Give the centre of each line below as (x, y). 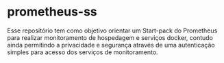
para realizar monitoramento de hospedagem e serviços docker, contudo (110, 37)
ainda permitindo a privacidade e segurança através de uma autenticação (111, 45)
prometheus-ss (52, 12)
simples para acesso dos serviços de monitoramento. (83, 52)
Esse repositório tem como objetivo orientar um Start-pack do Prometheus (112, 30)
